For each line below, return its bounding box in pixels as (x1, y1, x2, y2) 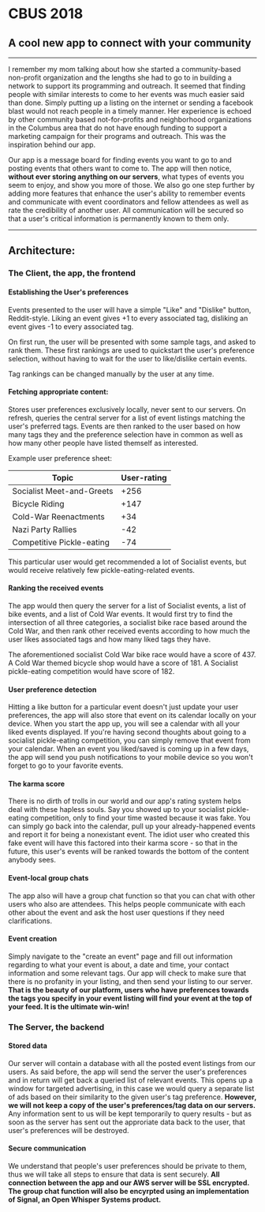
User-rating (121, 472, 167, 483)
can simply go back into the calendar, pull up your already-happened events (8, 821, 256, 831)
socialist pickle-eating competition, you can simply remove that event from (8, 735, 251, 746)
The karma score (8, 779, 65, 788)
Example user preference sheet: (8, 453, 113, 462)
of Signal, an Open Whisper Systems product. (8, 1195, 162, 1204)
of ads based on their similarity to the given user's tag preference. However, (8, 1092, 257, 1102)
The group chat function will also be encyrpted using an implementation (8, 1187, 250, 1196)
